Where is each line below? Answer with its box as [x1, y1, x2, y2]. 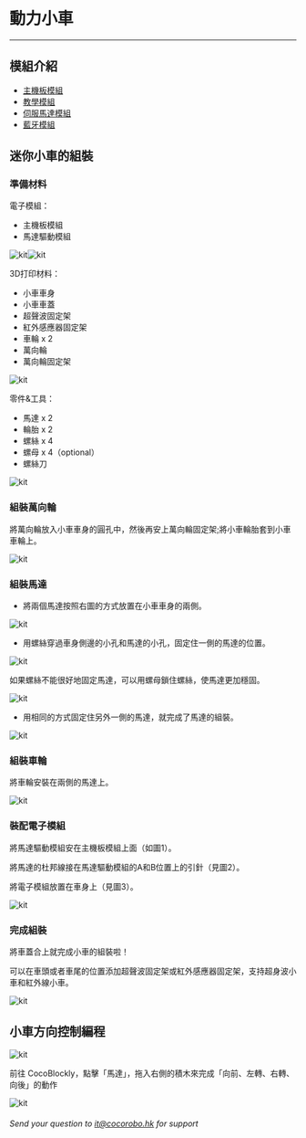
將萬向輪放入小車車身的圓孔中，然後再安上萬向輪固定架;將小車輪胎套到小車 [9, 523, 291, 534]
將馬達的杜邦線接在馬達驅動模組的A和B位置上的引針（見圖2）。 [9, 861, 245, 872]
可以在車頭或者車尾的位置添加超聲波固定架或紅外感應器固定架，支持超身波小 [9, 965, 297, 976]
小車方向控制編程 [9, 1024, 106, 1039]
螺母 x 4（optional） [22, 447, 100, 458]
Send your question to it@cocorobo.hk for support [9, 1118, 199, 1129]
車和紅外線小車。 [9, 976, 74, 987]
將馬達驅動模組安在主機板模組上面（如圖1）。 [9, 842, 177, 853]
